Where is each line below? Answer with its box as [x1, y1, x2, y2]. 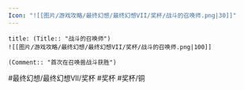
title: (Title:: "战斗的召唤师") [8, 35, 111, 43]
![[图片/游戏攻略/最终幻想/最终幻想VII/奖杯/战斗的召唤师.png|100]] [8, 43, 212, 51]
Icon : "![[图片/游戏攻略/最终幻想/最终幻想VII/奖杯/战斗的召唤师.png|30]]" [8, 11, 237, 20]
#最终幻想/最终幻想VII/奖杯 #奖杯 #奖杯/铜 [8, 73, 145, 83]
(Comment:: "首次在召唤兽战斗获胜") [8, 58, 117, 66]
